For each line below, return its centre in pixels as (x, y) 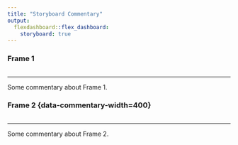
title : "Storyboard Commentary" (55, 14)
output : (19, 21)
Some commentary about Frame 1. (57, 87)
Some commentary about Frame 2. (58, 134)
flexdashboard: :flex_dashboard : (62, 27)
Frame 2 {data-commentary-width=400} (79, 105)
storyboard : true (46, 34)
